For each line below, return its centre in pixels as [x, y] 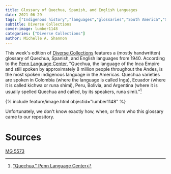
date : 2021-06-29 [24, 15]
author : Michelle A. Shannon [36, 39]
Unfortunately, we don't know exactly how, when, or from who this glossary [84, 111]
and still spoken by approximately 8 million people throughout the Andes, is [84, 69]
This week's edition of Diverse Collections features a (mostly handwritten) [83, 53]
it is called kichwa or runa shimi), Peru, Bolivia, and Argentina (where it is [81, 85]
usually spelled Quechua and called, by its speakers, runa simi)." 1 [74, 91]
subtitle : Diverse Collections [38, 24]
